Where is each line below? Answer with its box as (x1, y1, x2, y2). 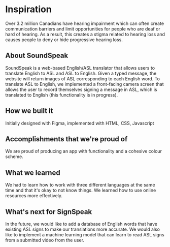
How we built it (5, 107, 53, 115)
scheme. (5, 153, 24, 160)
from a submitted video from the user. (5, 237, 85, 243)
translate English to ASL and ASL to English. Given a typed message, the (5, 70, 157, 76)
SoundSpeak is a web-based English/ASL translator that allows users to (5, 65, 155, 71)
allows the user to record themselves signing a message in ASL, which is (5, 86, 157, 92)
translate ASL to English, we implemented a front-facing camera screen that (5, 81, 164, 87)
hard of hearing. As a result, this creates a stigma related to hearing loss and (5, 31, 165, 37)
